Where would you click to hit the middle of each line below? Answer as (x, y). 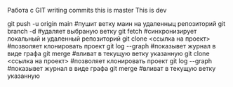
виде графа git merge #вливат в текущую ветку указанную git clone (108, 53)
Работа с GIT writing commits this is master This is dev (87, 10)
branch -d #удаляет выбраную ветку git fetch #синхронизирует (102, 31)
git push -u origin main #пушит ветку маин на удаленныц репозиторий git (116, 24)
